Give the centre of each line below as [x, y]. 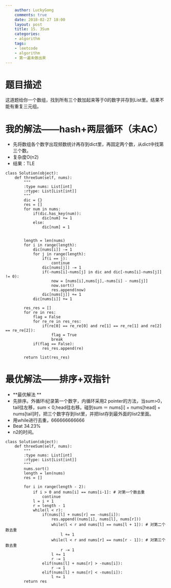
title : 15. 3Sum [32, 29]
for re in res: [40, 313]
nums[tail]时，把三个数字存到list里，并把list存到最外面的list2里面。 [83, 414]
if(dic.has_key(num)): [57, 214]
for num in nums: [42, 209]
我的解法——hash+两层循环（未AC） [84, 129]
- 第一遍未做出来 [30, 58]
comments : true [31, 15]
